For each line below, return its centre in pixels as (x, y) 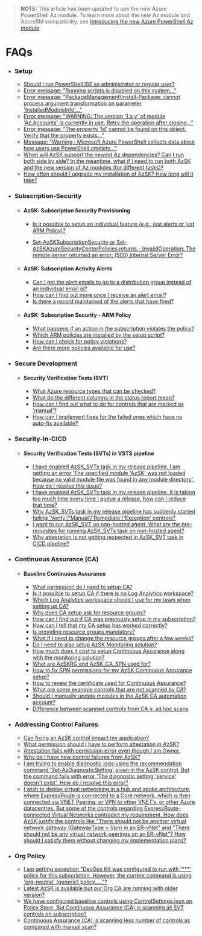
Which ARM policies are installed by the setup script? (99, 335)
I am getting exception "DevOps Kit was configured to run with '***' (107, 869)
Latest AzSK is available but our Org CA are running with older (101, 888)
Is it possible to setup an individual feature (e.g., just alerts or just (113, 224)
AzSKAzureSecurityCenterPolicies (75, 248)
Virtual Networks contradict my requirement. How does (120, 815)
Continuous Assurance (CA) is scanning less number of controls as (107, 920)
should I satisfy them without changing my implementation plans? (105, 840)
